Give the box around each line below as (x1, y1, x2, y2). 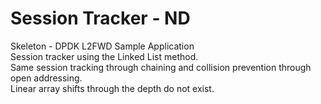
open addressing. (10, 72, 83, 84)
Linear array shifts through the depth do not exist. (10, 82, 215, 94)
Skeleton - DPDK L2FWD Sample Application (10, 40, 195, 52)
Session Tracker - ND (10, 7, 191, 30)
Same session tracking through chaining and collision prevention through (10, 61, 312, 73)
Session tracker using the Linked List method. (10, 50, 199, 62)
